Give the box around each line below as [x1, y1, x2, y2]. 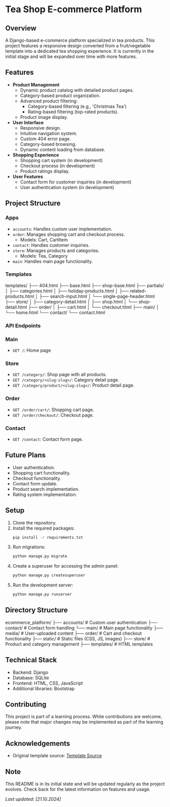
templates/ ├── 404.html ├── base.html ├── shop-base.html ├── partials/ [5, 282, 164, 288]
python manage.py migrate [12, 554, 67, 559]
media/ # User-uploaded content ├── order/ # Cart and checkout [5, 630, 142, 636]
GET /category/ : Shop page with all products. [12, 371, 107, 378]
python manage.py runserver [12, 592, 72, 597]
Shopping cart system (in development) [20, 157, 103, 163]
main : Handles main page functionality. [12, 258, 93, 264]
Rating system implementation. [12, 491, 77, 498]
